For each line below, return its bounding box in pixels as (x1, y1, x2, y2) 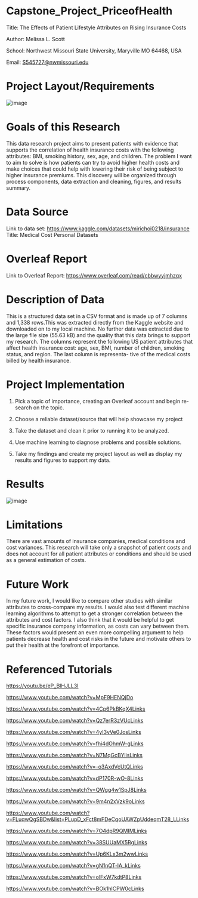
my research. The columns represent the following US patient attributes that (6, 338, 193, 345)
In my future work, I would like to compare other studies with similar (6, 597, 173, 604)
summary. (6, 184, 31, 192)
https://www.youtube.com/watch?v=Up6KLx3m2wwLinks (6, 850, 148, 857)
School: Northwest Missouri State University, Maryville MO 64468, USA (6, 47, 182, 54)
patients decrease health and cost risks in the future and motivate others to (6, 635, 191, 643)
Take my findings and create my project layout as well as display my (14, 450, 182, 457)
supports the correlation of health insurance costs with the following (6, 146, 174, 153)
